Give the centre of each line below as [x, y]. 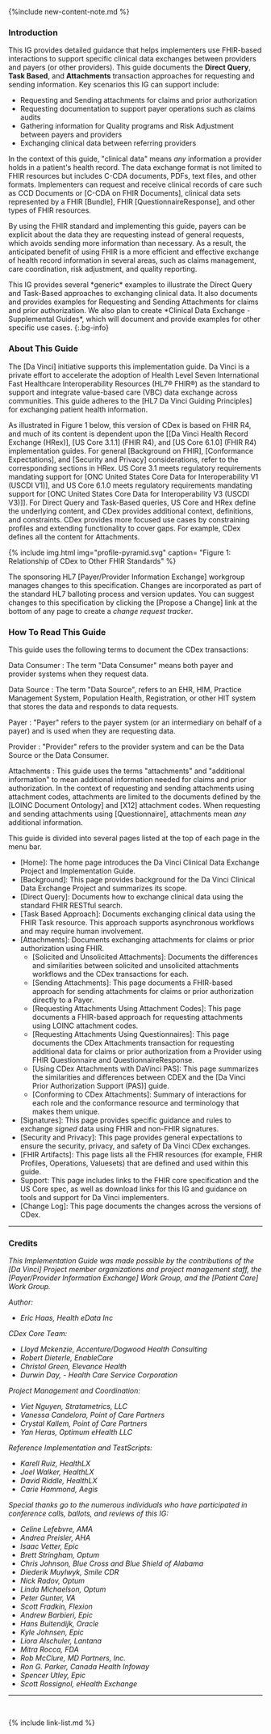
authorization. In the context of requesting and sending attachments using [131, 788]
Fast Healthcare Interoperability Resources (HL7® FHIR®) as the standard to [134, 383]
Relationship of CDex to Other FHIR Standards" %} [92, 560]
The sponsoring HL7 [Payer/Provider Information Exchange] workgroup [127, 577]
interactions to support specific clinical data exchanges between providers [132, 59]
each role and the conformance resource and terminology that [135, 1102]
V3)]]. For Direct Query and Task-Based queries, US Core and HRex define [132, 502]
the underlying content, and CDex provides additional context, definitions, [131, 511]
